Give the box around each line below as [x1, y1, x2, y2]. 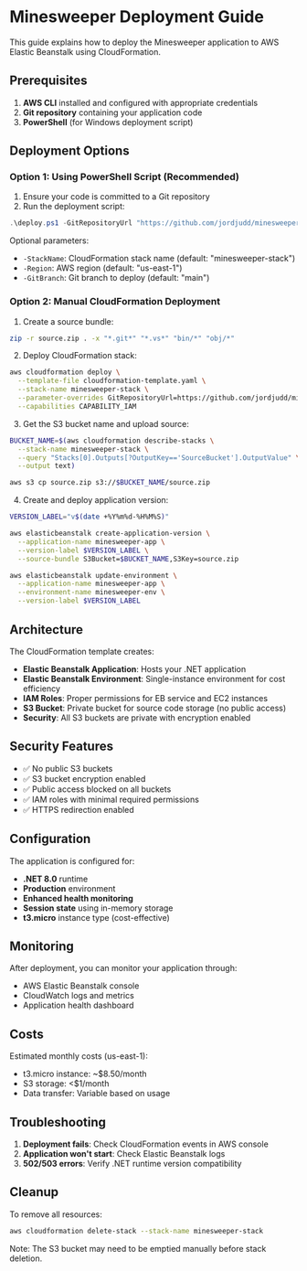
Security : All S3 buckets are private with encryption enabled [22, 711, 251, 723]
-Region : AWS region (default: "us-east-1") [22, 262, 183, 273]
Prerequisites [9, 73, 88, 89]
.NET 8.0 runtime [22, 873, 89, 884]
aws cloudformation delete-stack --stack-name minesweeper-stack [9, 1226, 263, 1235]
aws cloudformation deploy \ [9, 368, 121, 377]
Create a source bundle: [22, 315, 114, 326]
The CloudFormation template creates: [9, 646, 155, 657]
